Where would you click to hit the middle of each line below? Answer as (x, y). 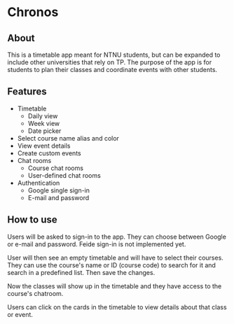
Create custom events (49, 153)
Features (27, 92)
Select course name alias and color (68, 138)
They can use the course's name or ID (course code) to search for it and (111, 265)
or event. (20, 314)
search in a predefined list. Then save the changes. (81, 272)
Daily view (43, 115)
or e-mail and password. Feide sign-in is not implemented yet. (97, 244)
